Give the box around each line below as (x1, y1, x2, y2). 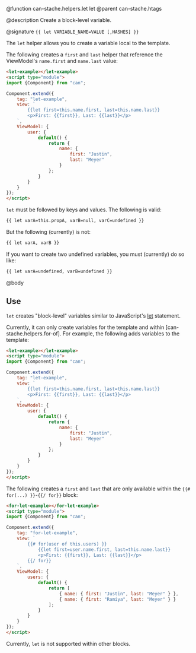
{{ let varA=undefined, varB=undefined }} (6, 268, 113, 274)
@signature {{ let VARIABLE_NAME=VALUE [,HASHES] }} (6, 28, 139, 35)
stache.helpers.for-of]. (6, 329, 62, 337)
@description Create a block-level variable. (6, 17, 112, 23)
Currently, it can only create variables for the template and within (6, 324, 165, 331)
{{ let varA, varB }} (6, 240, 60, 246)
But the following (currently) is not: (6, 229, 91, 235)
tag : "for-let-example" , (17, 530, 78, 536)
